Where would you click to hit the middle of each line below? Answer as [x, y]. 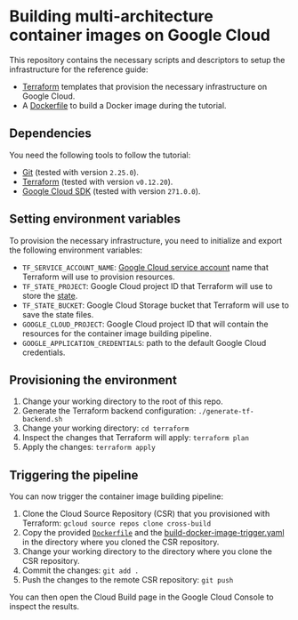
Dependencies [50, 134]
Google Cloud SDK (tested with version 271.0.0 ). [111, 191]
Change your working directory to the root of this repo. [123, 401]
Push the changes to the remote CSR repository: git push [128, 580]
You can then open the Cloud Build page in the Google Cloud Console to [141, 597]
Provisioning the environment [93, 380]
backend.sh [42, 420]
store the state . [50, 295]
